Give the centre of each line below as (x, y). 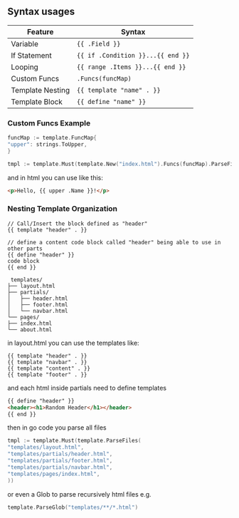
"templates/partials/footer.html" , (60, 461)
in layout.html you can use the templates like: (74, 343)
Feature (41, 31)
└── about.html (30, 330)
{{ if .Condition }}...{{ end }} (133, 55)
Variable (25, 43)
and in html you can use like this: (55, 177)
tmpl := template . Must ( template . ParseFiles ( (74, 441)
